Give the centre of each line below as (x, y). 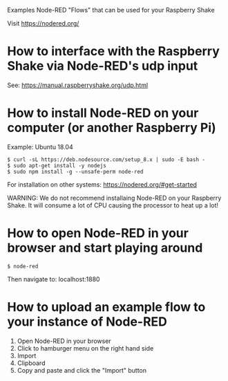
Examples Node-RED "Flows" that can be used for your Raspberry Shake (111, 10)
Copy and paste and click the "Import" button (82, 370)
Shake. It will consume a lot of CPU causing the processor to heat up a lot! (113, 205)
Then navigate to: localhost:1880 (54, 279)
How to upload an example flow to (106, 307)
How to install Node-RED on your (103, 113)
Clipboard (31, 363)
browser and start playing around (105, 248)
